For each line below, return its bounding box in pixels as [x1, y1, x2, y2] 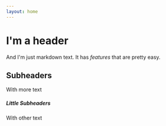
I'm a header [6, 34, 69, 47]
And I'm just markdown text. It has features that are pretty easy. [6, 54, 161, 61]
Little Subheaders [6, 100, 51, 107]
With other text [6, 114, 42, 121]
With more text [6, 86, 42, 93]
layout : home [6, 8, 38, 15]
